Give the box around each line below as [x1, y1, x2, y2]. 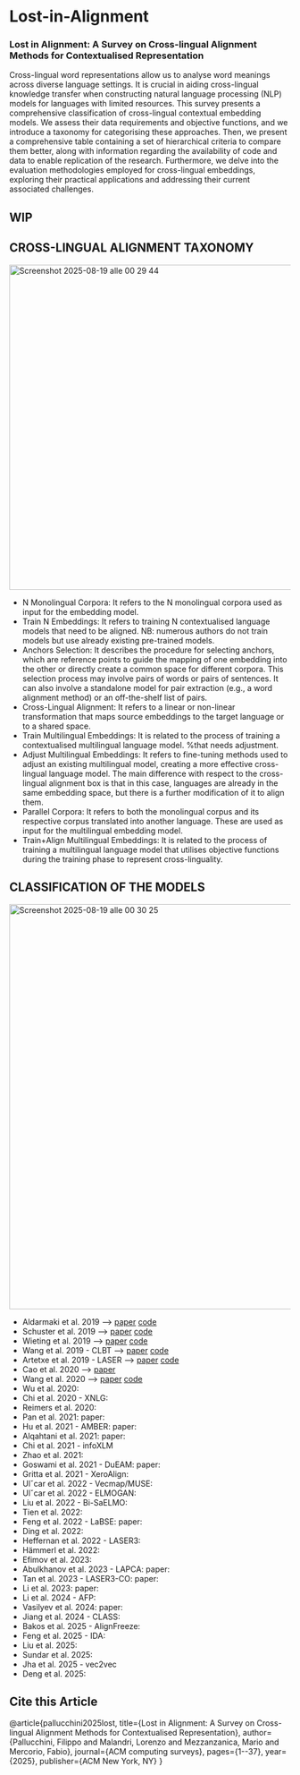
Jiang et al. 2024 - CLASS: [21, 1611, 121, 1622]
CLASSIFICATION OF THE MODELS [9, 880, 205, 895]
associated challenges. [9, 183, 94, 194]
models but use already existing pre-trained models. [21, 635, 215, 645]
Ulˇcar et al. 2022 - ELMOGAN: [21, 1488, 137, 1498]
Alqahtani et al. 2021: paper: [21, 1430, 126, 1441]
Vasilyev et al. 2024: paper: [21, 1601, 123, 1612]
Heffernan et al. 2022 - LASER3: [21, 1535, 141, 1546]
